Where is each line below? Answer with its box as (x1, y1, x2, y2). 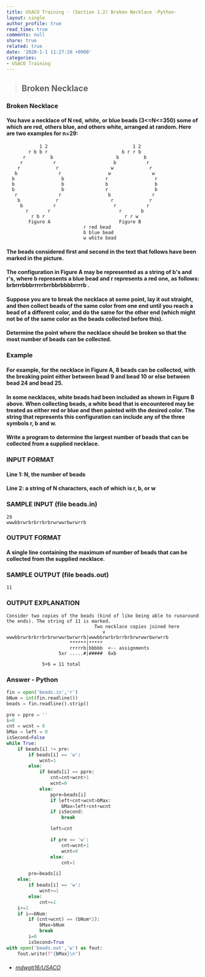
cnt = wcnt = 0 (6, 723, 45, 729)
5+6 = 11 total (42, 661, 81, 667)
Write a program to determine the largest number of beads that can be (6, 434, 189, 441)
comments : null (6, 32, 45, 38)
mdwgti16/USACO (15, 964, 61, 971)
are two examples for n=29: (6, 130, 79, 137)
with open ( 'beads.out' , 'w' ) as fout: (6, 944, 103, 951)
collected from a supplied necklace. (6, 440, 100, 447)
